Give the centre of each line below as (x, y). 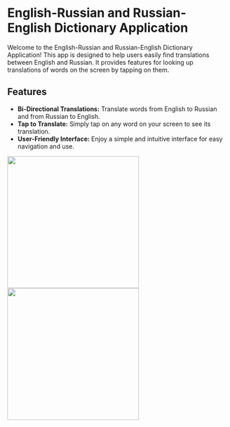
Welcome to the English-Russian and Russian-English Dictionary (100, 47)
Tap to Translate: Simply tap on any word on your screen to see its (114, 124)
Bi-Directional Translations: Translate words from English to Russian (117, 109)
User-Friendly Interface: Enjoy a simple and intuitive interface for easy (120, 139)
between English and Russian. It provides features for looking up (101, 62)
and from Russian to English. (59, 116)
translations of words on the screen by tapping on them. (88, 70)
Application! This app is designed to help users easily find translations (108, 55)
